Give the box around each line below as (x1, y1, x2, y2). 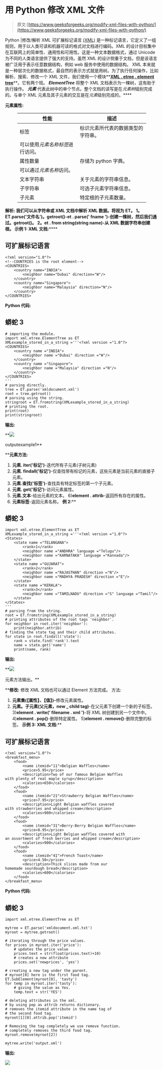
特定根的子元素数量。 (79, 194, 129, 201)
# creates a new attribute (14, 955, 69, 960)
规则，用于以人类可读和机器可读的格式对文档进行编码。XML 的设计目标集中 (5, 43, 157, 49)
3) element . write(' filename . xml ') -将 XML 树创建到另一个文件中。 (12, 710, 149, 716)
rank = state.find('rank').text (14, 638, 79, 643)
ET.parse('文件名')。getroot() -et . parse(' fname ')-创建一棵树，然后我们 (5, 213, 153, 220)
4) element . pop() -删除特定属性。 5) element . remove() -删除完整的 (12, 716, 147, 721)
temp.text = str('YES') (14, 989, 62, 994)
